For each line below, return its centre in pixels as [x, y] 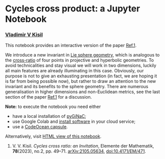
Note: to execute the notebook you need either [53, 106]
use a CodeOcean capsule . [40, 127]
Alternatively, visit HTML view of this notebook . [53, 136]
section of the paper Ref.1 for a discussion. [49, 97]
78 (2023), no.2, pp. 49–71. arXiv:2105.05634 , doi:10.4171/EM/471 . [79, 151]
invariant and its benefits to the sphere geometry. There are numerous [77, 87]
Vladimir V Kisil [24, 35]
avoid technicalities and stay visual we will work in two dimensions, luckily [81, 65]
